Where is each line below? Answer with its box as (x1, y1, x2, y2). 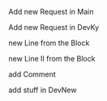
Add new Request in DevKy (8, 23, 100, 32)
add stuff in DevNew (8, 85, 77, 95)
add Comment (8, 69, 57, 79)
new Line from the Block (8, 38, 90, 48)
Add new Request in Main (8, 7, 94, 16)
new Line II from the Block (8, 54, 96, 63)
